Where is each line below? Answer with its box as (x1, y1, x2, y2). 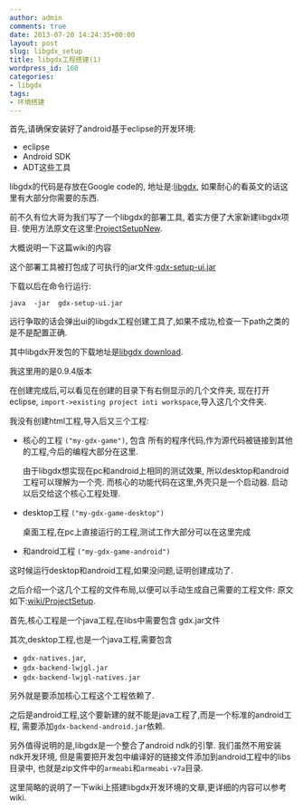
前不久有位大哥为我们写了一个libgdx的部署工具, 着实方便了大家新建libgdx (9, 212, 282, 223)
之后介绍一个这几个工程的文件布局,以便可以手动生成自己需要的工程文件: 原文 (9, 584, 294, 595)
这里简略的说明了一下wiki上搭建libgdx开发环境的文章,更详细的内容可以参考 (9, 782, 288, 793)
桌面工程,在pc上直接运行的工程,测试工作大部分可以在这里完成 (22, 526, 251, 537)
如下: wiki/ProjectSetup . (9, 595, 97, 607)
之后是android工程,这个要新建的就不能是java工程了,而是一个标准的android (9, 709, 284, 720)
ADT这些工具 (22, 162, 71, 173)
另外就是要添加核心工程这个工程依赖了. (9, 690, 156, 701)
